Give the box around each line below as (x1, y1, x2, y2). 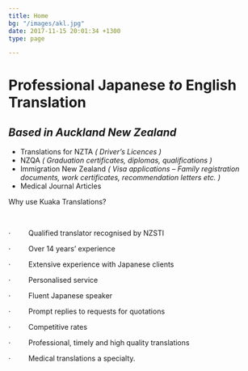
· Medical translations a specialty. (8, 353, 136, 364)
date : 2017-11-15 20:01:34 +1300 (8, 27, 121, 35)
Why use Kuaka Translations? (8, 197, 107, 207)
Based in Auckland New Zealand (8, 125, 177, 139)
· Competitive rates (8, 323, 87, 332)
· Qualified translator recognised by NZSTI (8, 228, 165, 238)
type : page (8, 34, 45, 43)
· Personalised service (8, 276, 99, 285)
